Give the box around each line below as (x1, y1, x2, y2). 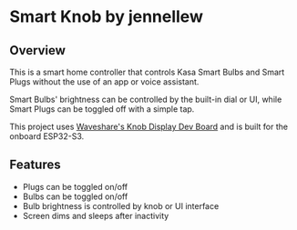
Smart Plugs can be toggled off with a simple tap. (9, 104, 195, 115)
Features (9, 157, 61, 173)
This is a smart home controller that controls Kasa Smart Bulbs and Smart (9, 66, 285, 77)
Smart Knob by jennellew (9, 6, 203, 27)
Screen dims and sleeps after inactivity (22, 210, 169, 221)
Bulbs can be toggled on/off (22, 191, 128, 202)
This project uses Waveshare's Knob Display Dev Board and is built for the (9, 121, 289, 132)
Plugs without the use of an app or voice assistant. (9, 76, 200, 87)
